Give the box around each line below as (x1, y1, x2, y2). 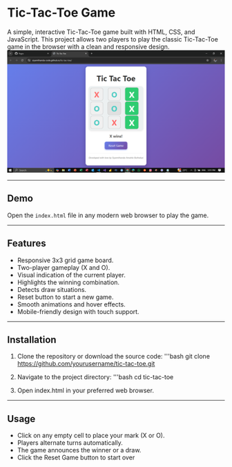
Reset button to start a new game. (17, 293, 114, 301)
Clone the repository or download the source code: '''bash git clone (17, 352, 211, 360)
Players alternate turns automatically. (17, 439, 123, 447)
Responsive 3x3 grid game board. (17, 256, 114, 264)
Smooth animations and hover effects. (17, 300, 126, 309)
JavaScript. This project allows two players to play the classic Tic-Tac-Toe (7, 35, 219, 43)
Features (7, 237, 46, 250)
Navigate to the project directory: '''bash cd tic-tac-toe (17, 373, 174, 381)
